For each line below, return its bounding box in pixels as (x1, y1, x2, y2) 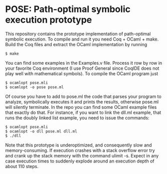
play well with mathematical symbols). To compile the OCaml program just (5, 70, 158, 76)
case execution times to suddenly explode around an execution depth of (5, 158, 154, 164)
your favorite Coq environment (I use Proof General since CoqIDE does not (5, 65, 159, 71)
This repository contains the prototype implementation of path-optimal (5, 31, 151, 37)
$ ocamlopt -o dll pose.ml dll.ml (5, 129, 78, 134)
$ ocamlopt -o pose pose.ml (5, 84, 64, 90)
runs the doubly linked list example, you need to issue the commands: (5, 114, 149, 121)
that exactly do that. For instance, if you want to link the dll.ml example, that (5, 109, 161, 115)
